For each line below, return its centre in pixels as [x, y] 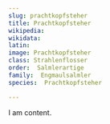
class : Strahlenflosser [48, 61]
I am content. [30, 112]
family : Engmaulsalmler [50, 75]
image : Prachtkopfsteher [50, 53]
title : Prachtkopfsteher [50, 23]
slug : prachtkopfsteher [48, 16]
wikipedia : [26, 30]
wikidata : [25, 38]
